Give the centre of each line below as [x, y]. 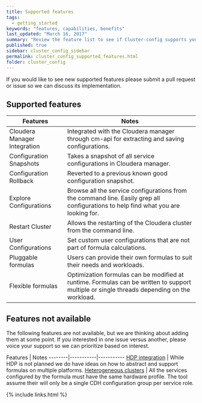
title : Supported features [40, 12]
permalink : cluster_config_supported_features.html [72, 56]
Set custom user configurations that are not [128, 240]
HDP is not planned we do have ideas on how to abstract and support [92, 364]
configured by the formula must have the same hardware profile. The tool [97, 377]
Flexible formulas [34, 286]
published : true [26, 46]
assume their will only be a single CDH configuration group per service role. [100, 383]
